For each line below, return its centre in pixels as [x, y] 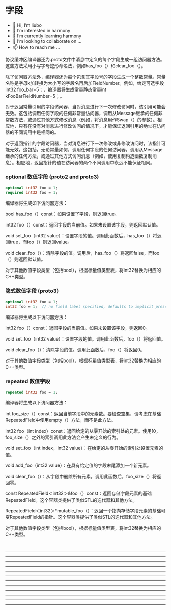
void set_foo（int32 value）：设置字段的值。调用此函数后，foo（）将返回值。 [85, 339]
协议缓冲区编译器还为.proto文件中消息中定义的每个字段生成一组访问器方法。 [85, 59]
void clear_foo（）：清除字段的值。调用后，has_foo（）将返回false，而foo [82, 253]
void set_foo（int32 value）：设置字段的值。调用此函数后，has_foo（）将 [81, 235]
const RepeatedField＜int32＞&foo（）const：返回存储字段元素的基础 [78, 493]
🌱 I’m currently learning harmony [47, 36]
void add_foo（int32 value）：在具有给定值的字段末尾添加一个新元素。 [78, 465]
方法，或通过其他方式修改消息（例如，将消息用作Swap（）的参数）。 [86, 119]
